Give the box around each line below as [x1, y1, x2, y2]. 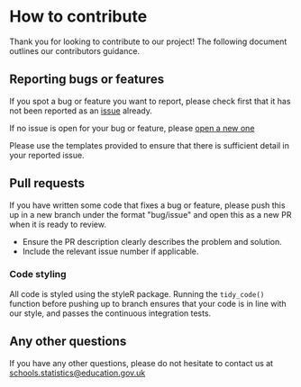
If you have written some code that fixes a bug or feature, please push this [9, 200, 286, 211]
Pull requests [9, 175, 86, 191]
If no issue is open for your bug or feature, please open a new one [9, 122, 255, 133]
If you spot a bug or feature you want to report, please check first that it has [9, 95, 291, 106]
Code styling [9, 268, 67, 281]
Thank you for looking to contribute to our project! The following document [9, 36, 287, 47]
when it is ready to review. [9, 219, 106, 229]
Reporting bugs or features [9, 72, 165, 87]
